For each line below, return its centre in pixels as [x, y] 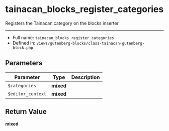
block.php [23, 48]
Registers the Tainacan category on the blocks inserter [62, 23]
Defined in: [24, 43]
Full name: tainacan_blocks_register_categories [63, 37]
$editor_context [27, 94]
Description [86, 77]
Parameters [24, 63]
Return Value [26, 112]
